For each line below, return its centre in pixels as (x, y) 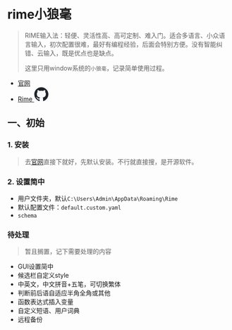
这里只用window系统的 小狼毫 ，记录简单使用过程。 (96, 68)
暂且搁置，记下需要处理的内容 (68, 252)
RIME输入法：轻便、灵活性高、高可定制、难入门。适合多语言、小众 (122, 35)
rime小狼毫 (39, 14)
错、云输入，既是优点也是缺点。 (71, 53)
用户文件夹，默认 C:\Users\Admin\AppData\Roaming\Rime (98, 198)
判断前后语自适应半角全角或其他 (64, 293)
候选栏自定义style (43, 276)
